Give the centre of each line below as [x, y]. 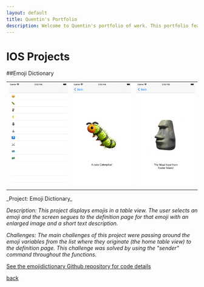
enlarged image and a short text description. [62, 223]
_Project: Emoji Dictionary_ [39, 198]
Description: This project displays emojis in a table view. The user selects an [102, 210]
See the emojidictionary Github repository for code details [79, 266]
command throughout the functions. [52, 254]
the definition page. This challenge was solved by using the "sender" [93, 248]
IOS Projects [38, 56]
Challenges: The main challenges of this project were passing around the [98, 235]
